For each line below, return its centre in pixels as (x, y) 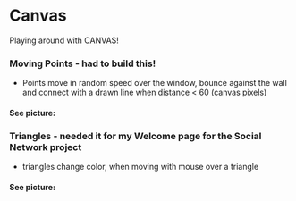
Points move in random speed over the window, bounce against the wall (155, 83)
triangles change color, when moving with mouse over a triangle (140, 167)
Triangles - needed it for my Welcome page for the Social (135, 136)
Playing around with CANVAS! (64, 40)
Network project (46, 147)
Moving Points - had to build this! (83, 63)
